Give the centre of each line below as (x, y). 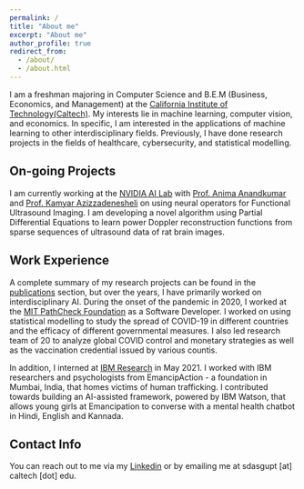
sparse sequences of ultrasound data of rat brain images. (117, 232)
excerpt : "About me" (49, 35)
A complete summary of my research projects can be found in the (133, 282)
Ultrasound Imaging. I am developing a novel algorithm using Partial (136, 212)
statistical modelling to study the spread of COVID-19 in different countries (149, 321)
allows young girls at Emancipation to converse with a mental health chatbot (152, 406)
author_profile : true (51, 43)
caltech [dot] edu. (43, 476)
